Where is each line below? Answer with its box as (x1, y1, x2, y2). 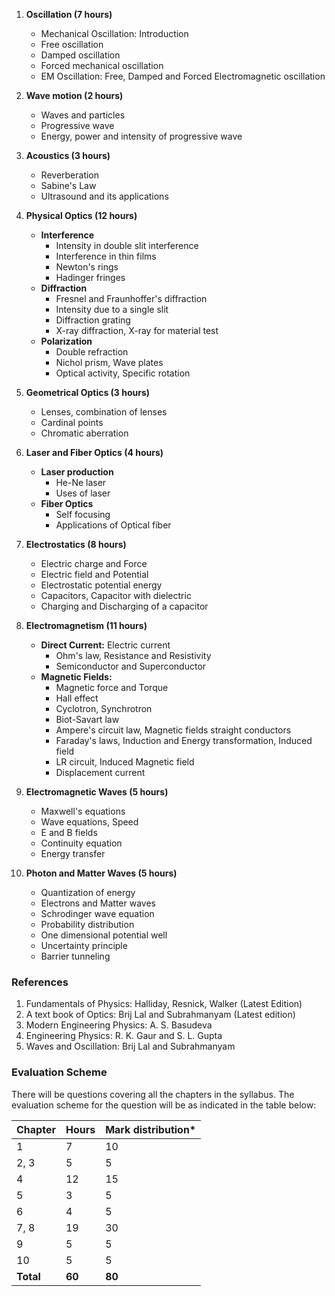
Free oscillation (40, 39, 104, 50)
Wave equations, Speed (40, 816, 139, 828)
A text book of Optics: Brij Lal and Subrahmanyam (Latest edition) (25, 1009, 296, 1021)
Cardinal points (40, 417, 104, 428)
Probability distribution (40, 919, 135, 930)
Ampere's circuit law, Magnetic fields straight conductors (55, 724, 292, 736)
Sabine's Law (40, 180, 97, 191)
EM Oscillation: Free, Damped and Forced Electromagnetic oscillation (40, 70, 326, 82)
